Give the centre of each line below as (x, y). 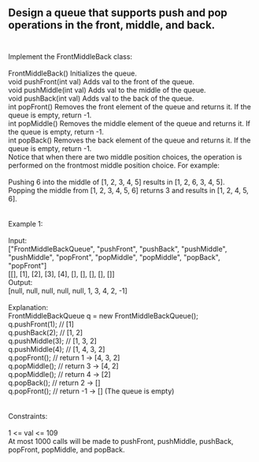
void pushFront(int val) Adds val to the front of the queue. (102, 81)
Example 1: (26, 224)
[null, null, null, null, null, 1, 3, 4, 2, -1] (68, 290)
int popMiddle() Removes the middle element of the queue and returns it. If (129, 123)
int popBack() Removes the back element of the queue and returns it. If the (129, 140)
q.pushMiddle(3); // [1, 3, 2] (52, 341)
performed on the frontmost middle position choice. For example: (114, 165)
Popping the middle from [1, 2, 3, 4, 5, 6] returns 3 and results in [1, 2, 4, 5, (129, 190)
